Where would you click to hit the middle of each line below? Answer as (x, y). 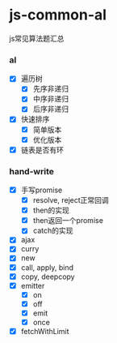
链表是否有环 (42, 150)
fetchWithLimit (45, 331)
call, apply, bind (47, 267)
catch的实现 (53, 231)
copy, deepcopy (48, 277)
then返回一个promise (68, 221)
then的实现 (51, 210)
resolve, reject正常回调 (71, 200)
